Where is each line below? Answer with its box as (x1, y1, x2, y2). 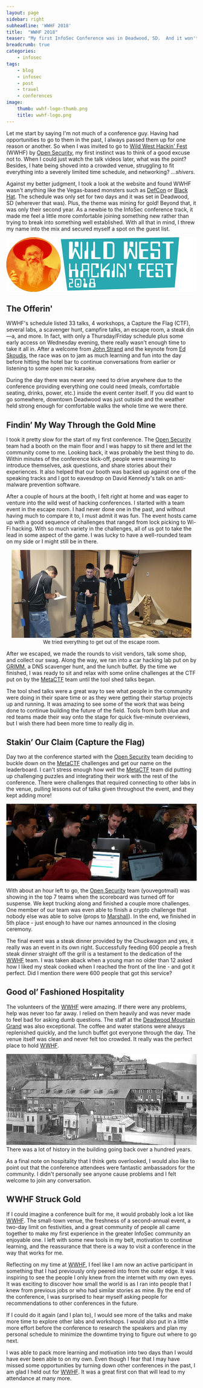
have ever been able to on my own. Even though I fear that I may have (6, 1355, 180, 1363)
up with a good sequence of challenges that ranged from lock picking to (6, 518, 186, 526)
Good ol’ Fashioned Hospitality (6, 987, 125, 997)
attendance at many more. (6, 1374, 72, 1382)
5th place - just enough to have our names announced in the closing (6, 919, 176, 926)
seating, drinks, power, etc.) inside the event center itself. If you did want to (6, 389, 194, 397)
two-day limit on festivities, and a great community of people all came (6, 1223, 180, 1230)
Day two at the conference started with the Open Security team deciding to (6, 753, 193, 760)
